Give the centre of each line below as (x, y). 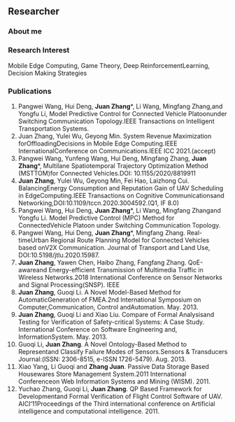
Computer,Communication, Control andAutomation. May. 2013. (108, 307)
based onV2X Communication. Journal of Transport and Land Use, (114, 247)
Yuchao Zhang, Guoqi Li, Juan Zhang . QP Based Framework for (110, 388)
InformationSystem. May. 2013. (63, 337)
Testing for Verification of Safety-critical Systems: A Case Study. (111, 322)
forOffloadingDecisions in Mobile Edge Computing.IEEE (98, 143)
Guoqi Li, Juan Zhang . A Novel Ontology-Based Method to (102, 344)
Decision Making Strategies (48, 73)
